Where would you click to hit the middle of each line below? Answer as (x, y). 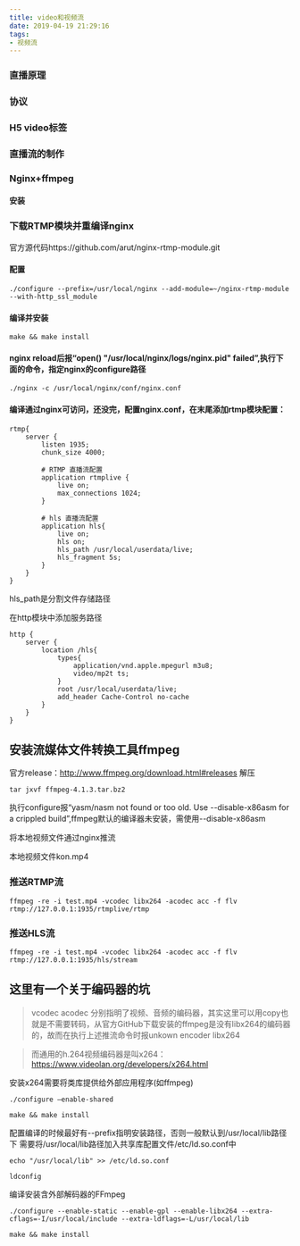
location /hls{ (70, 650)
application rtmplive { (85, 477)
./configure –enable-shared (62, 1100)
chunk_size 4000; (73, 452)
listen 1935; (66, 444)
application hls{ (73, 526)
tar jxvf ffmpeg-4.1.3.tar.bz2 (67, 790)
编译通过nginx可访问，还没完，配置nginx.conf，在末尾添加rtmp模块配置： (147, 409)
